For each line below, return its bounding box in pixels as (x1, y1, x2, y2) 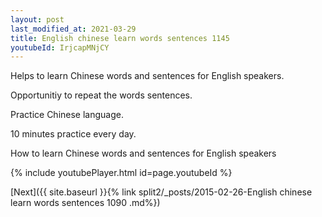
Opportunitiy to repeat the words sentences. (10, 89, 193, 101)
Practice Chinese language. (10, 109, 124, 121)
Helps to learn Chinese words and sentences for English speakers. (10, 70, 285, 82)
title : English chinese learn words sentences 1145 (10, 33, 230, 43)
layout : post (10, 14, 65, 25)
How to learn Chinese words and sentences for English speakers (10, 147, 277, 160)
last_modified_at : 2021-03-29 (10, 24, 137, 34)
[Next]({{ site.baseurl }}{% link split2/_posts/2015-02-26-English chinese (10, 186, 313, 198)
